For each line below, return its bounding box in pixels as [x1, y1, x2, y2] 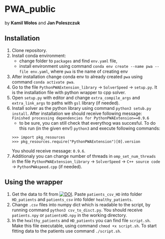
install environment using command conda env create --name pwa [19, 63, 153, 69]
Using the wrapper [4, 178, 63, 187]
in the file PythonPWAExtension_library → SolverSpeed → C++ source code [11, 158, 161, 164]
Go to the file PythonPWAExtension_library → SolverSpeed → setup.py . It [11, 84, 158, 90]
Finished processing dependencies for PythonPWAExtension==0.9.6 [11, 115, 149, 121]
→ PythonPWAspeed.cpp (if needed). [11, 163, 82, 169]
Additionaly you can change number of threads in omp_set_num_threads [11, 153, 156, 159]
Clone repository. [11, 47, 47, 53]
